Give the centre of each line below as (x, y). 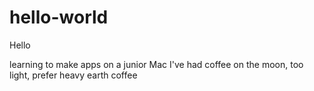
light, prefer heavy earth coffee (73, 75)
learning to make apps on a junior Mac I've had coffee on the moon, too (156, 64)
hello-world (59, 17)
